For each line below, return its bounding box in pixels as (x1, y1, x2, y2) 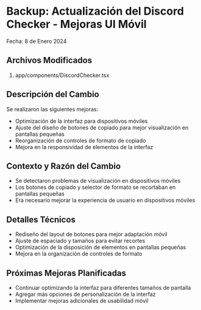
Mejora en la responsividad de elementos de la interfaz (15, 143, 153, 150)
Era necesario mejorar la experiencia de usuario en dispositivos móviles (15, 197, 196, 204)
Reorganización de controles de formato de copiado (15, 136, 146, 144)
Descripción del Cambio (6, 89, 99, 100)
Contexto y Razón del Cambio (6, 161, 121, 171)
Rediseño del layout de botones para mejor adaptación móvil (15, 231, 167, 238)
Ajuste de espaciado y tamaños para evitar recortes (15, 237, 146, 245)
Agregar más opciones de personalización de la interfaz (15, 290, 156, 298)
